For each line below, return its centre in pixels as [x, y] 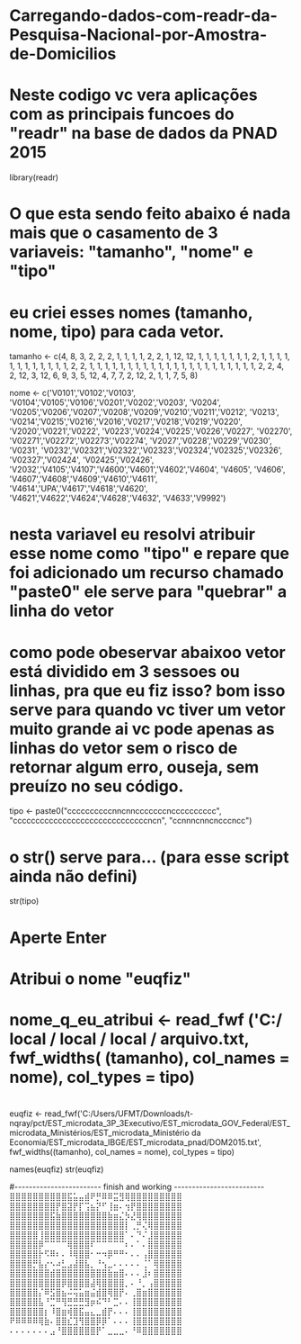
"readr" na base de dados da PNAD [144, 134]
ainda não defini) [74, 876]
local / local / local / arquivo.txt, [129, 1038]
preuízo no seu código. [97, 786]
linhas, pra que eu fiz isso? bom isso [147, 690]
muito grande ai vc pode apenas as [142, 729]
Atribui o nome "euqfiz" [100, 979]
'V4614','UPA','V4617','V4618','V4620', [79, 489]
